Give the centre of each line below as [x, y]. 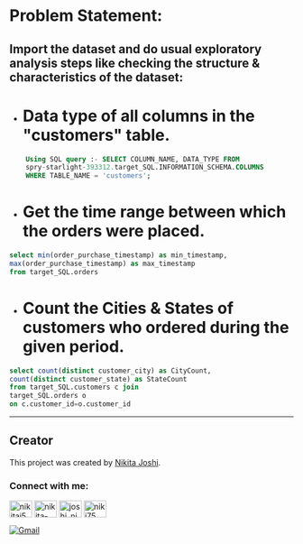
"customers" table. [96, 135]
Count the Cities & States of [128, 308]
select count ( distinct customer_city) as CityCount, [110, 371]
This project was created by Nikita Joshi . [85, 462]
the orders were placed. [114, 231]
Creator [32, 441]
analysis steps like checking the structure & [135, 63]
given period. [73, 346]
